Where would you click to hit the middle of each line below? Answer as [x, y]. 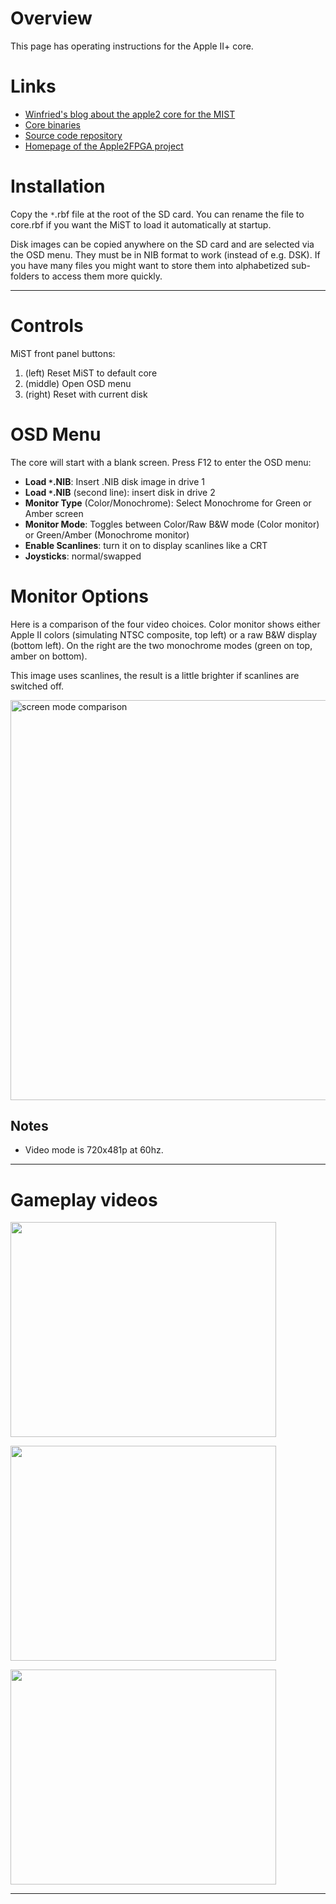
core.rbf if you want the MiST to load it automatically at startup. [141, 224]
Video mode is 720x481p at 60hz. [94, 1150]
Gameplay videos [84, 1199]
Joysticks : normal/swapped [83, 556]
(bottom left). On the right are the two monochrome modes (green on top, [161, 645]
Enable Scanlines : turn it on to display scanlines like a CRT [146, 545]
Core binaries [53, 124]
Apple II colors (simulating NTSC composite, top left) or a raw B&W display [164, 634]
